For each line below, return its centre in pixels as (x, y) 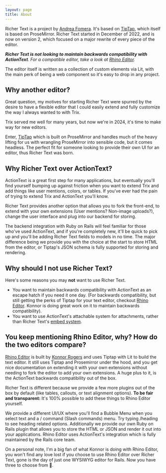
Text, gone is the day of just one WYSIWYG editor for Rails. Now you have (81, 460)
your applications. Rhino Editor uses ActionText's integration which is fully (81, 434)
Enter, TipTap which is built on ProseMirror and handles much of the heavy (81, 137)
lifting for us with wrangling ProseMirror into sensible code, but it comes (79, 142)
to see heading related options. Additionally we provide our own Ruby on (79, 424)
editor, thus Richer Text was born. (40, 153)
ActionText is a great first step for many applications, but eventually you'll (80, 181)
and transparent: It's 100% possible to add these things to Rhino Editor (78, 398)
